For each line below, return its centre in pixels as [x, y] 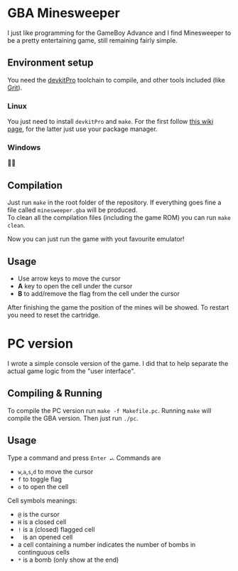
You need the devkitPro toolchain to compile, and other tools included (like [116, 80]
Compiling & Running [55, 393]
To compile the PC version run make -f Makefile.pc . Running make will [109, 410]
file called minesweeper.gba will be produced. [72, 210]
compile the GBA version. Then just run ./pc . [73, 418]
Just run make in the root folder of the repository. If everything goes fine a [114, 203]
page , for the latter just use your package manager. [82, 129]
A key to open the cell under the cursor [75, 285]
